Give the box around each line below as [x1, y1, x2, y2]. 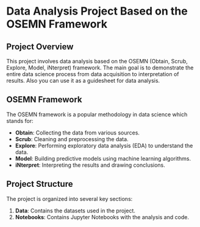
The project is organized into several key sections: [6, 195, 133, 202]
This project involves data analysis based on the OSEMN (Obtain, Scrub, [6, 58, 188, 65]
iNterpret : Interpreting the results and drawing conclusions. [15, 161, 166, 169]
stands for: [6, 117, 34, 124]
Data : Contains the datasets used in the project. [15, 207, 136, 214]
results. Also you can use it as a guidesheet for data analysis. [6, 77, 160, 84]
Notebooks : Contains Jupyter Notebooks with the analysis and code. [15, 213, 189, 220]
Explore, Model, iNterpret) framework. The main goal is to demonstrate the [6, 64, 194, 71]
